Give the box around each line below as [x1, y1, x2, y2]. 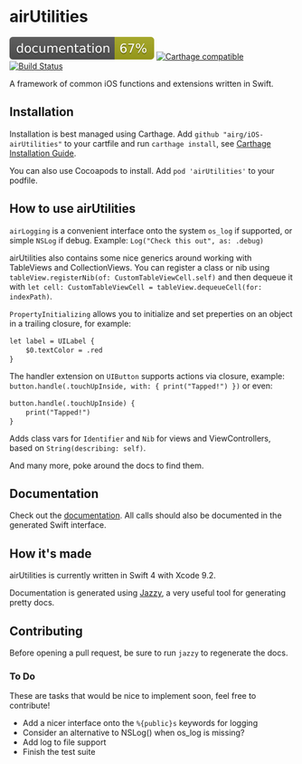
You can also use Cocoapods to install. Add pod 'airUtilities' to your [9, 165, 275, 176]
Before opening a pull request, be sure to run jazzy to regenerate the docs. [9, 647, 288, 658]
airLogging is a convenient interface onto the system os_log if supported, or [9, 224, 293, 236]
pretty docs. [9, 597, 55, 608]
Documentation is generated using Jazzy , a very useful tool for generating [9, 587, 287, 598]
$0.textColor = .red [25, 346, 103, 355]
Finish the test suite [22, 747, 96, 758]
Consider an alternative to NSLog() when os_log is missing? [22, 727, 245, 739]
